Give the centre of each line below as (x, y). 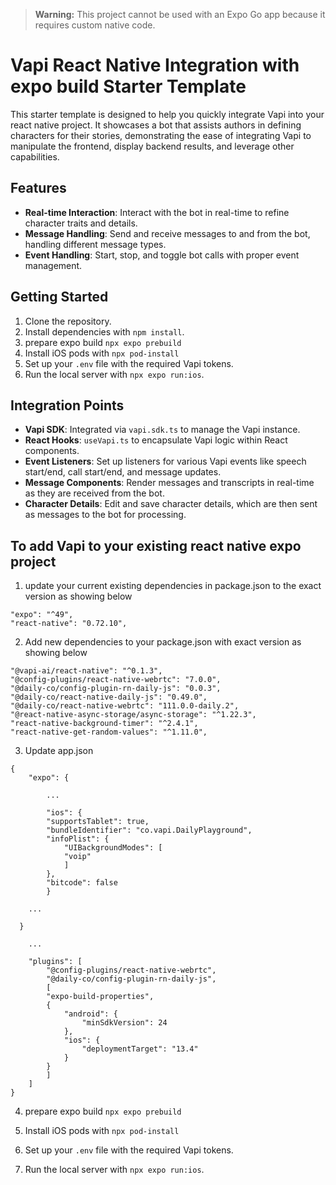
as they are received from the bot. (94, 493)
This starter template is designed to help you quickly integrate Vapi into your (167, 114)
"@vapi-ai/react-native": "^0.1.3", (86, 671)
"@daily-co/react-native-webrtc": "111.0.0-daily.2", (125, 706)
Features (38, 188)
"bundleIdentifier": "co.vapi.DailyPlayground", (149, 830)
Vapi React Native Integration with (155, 65)
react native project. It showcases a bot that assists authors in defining (156, 125)
